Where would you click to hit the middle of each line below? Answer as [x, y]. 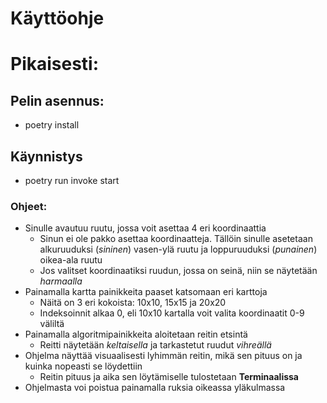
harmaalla [61, 281]
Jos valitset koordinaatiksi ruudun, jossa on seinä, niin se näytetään [178, 271]
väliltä [52, 324]
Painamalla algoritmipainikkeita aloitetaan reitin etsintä [136, 334]
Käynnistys [46, 156]
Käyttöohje [57, 18]
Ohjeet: [29, 206]
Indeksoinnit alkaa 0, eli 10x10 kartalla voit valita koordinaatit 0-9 [172, 313]
